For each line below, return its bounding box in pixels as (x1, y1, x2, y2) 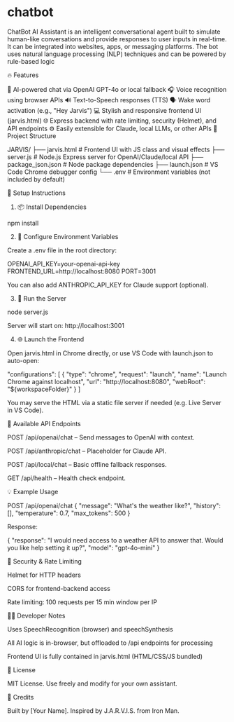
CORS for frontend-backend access (7, 584, 110, 592)
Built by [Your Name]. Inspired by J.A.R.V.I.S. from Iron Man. (7, 706, 180, 715)
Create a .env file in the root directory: (7, 246, 117, 254)
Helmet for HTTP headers (7, 571, 82, 579)
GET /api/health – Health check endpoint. (7, 474, 126, 482)
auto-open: (7, 356, 40, 365)
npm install (7, 219, 39, 227)
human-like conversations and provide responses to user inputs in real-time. (7, 34, 227, 43)
